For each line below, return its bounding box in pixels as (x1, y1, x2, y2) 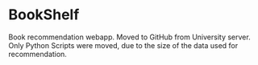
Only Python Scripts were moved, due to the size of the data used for (8, 40, 239, 50)
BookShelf (8, 6, 80, 24)
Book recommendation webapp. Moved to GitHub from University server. (8, 32, 252, 42)
